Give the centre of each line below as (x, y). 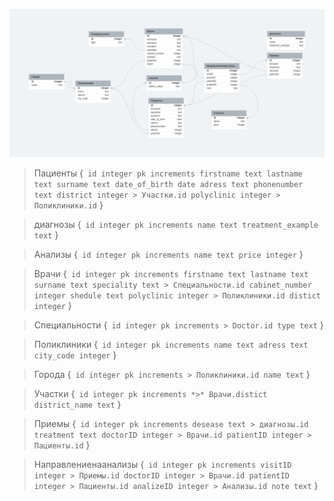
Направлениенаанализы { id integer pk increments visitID (162, 465)
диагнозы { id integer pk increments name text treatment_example (176, 225)
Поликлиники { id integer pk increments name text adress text (171, 345)
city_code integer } (75, 355)
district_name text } (77, 405)
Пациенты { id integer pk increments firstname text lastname (168, 173)
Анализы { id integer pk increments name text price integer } (168, 255)
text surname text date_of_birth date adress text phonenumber (168, 185)
